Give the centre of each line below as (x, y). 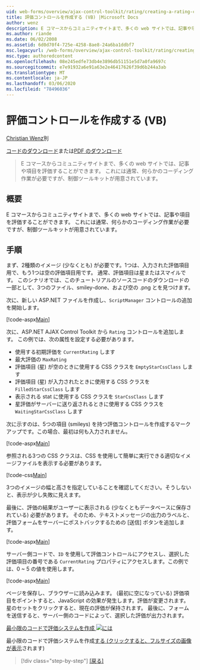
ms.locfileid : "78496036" (38, 89)
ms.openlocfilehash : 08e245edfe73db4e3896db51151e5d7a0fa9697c (86, 61)
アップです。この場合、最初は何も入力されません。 (68, 432)
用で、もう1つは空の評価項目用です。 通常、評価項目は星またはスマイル (93, 273)
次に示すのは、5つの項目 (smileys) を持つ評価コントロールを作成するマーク (99, 424)
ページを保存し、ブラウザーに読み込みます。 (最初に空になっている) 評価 (95, 593)
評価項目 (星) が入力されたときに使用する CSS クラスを (82, 382)
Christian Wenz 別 (27, 138)
